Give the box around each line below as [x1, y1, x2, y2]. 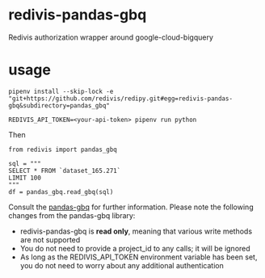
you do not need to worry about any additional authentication [19, 260, 224, 270]
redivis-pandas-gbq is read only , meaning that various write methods [19, 226, 253, 236]
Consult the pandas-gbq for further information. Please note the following [8, 202, 254, 212]
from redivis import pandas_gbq [8, 145, 117, 154]
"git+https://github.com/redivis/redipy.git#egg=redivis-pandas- [8, 95, 233, 103]
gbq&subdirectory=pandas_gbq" [8, 101, 111, 110]
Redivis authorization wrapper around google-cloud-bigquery [8, 32, 214, 42]
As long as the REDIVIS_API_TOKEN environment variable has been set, [19, 252, 258, 262]
